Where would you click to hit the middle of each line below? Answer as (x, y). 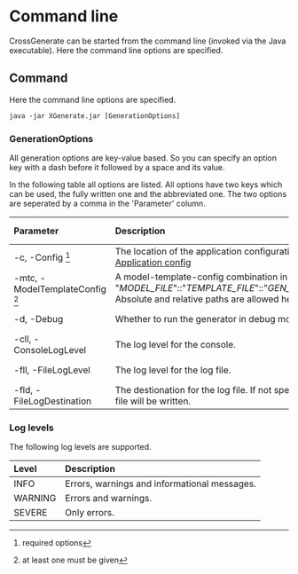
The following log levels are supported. (81, 447)
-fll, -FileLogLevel (52, 370)
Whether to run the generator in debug (196, 318)
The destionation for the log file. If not (193, 389)
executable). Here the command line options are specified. (116, 50)
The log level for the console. (176, 344)
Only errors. (90, 513)
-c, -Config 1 (42, 257)
